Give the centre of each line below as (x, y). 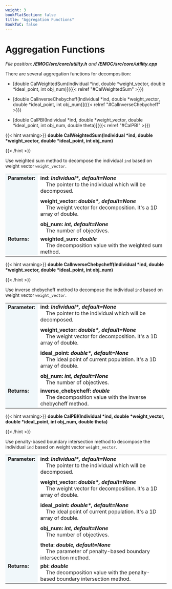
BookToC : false (21, 24)
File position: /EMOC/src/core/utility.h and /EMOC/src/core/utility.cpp (81, 64)
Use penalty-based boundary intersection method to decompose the (78, 442)
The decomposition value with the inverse (96, 397)
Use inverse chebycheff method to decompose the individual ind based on (84, 290)
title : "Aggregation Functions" (40, 19)
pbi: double (54, 566)
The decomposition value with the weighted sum (104, 245)
